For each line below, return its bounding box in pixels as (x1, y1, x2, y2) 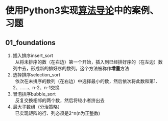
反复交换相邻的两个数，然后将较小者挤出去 (15, 97, 105, 103)
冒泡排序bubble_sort (12, 91, 56, 97)
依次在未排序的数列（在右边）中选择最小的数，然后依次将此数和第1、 (15, 78, 160, 84)
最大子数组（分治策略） (12, 104, 62, 110)
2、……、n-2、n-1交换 (12, 85, 60, 90)
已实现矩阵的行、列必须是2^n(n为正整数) (15, 110, 101, 116)
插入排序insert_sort (12, 52, 54, 58)
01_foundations (5, 38, 56, 47)
